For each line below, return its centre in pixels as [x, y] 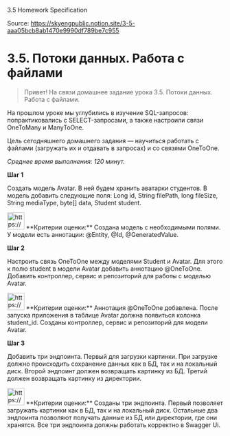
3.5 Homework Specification [47, 10]
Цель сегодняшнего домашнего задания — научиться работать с [103, 141]
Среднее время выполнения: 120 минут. [66, 161]
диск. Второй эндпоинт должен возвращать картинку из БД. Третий [107, 371]
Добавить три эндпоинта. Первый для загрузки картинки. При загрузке [112, 356]
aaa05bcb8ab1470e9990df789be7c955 [63, 31]
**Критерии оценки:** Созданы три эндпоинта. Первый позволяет [124, 403]
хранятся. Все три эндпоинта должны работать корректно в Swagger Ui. [114, 425]
